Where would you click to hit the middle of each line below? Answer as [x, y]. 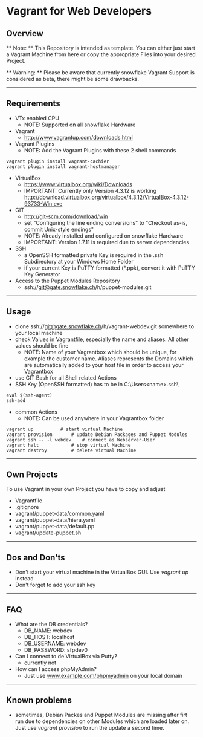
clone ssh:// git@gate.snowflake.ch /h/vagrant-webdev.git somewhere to [105, 326]
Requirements [33, 104]
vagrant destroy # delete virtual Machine [71, 450]
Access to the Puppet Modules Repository [67, 281]
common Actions [36, 412]
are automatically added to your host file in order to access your [104, 365]
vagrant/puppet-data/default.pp [55, 527]
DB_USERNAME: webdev [55, 644]
